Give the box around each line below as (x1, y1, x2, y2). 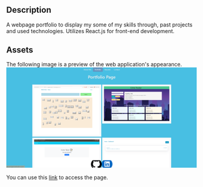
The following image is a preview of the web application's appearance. (6, 61, 182, 68)
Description (6, 5, 51, 15)
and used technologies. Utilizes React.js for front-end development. (6, 27, 175, 34)
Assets (6, 45, 33, 55)
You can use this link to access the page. (6, 174, 109, 181)
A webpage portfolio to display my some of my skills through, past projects (6, 21, 193, 28)
